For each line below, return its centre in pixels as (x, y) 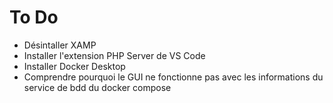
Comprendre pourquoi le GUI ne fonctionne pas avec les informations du (173, 77)
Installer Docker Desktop (74, 66)
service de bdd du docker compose (97, 87)
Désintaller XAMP (60, 45)
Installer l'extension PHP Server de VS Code (114, 55)
